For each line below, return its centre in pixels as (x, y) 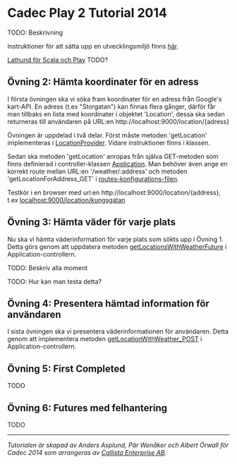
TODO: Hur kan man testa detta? (55, 281)
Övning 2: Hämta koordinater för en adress (103, 82)
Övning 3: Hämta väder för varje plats (92, 222)
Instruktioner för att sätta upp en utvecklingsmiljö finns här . (93, 46)
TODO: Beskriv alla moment (48, 268)
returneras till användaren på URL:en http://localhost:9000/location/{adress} (119, 121)
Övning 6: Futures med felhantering (87, 408)
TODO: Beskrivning (35, 32)
